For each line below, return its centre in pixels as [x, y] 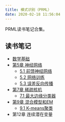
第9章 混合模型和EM [32, 102]
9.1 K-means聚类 [36, 108]
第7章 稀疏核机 [27, 90]
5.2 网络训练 [32, 78]
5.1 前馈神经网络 [36, 71]
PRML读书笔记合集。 [26, 29]
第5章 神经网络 [27, 65]
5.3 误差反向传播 [36, 83]
